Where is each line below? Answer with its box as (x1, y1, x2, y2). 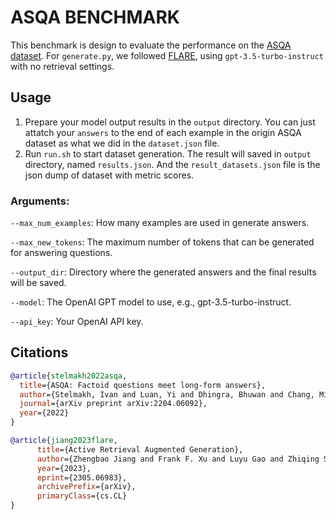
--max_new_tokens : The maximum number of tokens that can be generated (10, 236, 315, 248)
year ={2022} (19, 408, 70, 418)
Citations (10, 344, 69, 361)
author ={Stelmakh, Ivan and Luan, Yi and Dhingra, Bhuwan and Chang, (19, 389, 315, 400)
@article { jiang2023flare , (10, 436, 118, 446)
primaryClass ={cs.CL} (36, 491, 128, 501)
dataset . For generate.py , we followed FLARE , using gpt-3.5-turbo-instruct (10, 49, 324, 61)
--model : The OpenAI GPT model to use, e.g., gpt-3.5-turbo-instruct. (10, 296, 292, 308)
